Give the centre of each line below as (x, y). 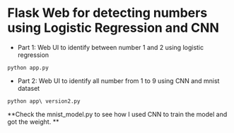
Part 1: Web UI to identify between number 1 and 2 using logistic (111, 47)
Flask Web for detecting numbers (107, 13)
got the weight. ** (33, 122)
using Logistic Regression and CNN (113, 28)
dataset (29, 88)
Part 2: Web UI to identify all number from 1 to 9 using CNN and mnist (118, 81)
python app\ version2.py (44, 101)
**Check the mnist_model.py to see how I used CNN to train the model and (117, 114)
